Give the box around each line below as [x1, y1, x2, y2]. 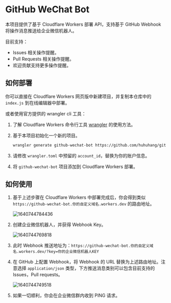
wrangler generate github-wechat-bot [12, 143, 93, 148]
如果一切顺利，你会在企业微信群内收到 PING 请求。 [12, 292, 120, 298]
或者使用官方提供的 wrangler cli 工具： [5, 110, 86, 116]
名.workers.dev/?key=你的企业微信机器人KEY [12, 249, 100, 254]
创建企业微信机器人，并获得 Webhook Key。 [12, 221, 106, 228]
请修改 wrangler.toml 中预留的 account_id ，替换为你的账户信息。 [12, 152, 150, 158]
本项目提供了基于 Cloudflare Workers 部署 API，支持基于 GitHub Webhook [5, 21, 161, 27]
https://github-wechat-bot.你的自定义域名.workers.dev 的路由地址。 [12, 201, 155, 207]
